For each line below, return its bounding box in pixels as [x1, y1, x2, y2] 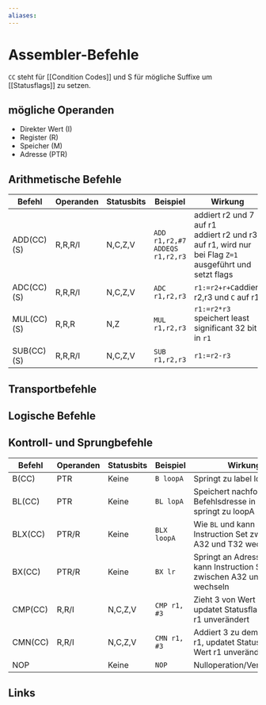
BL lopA [154, 496, 184, 506]
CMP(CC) [12, 603, 49, 615]
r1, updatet [193, 636, 235, 647]
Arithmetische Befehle [8, 172, 122, 186]
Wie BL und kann [193, 519, 256, 530]
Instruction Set [193, 528, 248, 539]
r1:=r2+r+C [193, 283, 235, 293]
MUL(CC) [12, 314, 48, 325]
